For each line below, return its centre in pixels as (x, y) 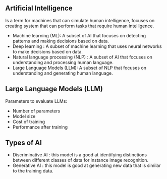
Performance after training (40, 127)
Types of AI (23, 143)
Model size (24, 116)
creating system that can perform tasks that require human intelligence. (80, 26)
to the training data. (33, 171)
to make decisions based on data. (48, 51)
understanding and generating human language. (63, 73)
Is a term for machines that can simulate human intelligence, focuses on (80, 20)
